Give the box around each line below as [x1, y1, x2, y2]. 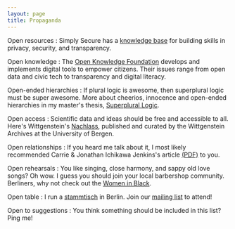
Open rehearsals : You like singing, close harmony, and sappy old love [7, 164, 210, 172]
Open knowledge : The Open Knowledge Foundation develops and [7, 57, 201, 65]
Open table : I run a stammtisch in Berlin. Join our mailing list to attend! [7, 192, 212, 201]
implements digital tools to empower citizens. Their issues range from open [7, 65, 226, 73]
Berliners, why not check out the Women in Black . [7, 178, 152, 187]
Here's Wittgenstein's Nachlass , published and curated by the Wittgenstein [7, 122, 225, 130]
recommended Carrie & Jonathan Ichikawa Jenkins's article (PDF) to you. [7, 150, 220, 159]
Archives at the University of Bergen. [7, 129, 115, 138]
